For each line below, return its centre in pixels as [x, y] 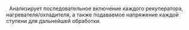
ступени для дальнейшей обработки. [54, 21]
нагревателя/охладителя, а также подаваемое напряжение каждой [92, 15]
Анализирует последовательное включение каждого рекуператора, [96, 9]
